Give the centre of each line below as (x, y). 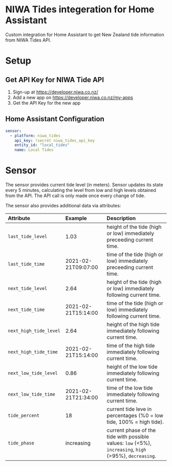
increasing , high (127, 450)
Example (76, 218)
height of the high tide (133, 324)
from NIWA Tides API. (28, 40)
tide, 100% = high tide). (135, 422)
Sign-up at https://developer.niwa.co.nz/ (55, 92)
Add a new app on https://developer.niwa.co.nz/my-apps (73, 97)
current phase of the (131, 431)
